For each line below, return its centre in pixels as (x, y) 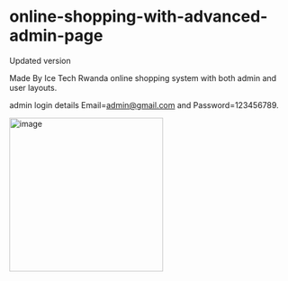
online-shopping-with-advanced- (139, 17)
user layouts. (33, 87)
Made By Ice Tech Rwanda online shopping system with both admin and (143, 77)
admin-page (56, 36)
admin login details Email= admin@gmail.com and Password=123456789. (144, 104)
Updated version (40, 60)
